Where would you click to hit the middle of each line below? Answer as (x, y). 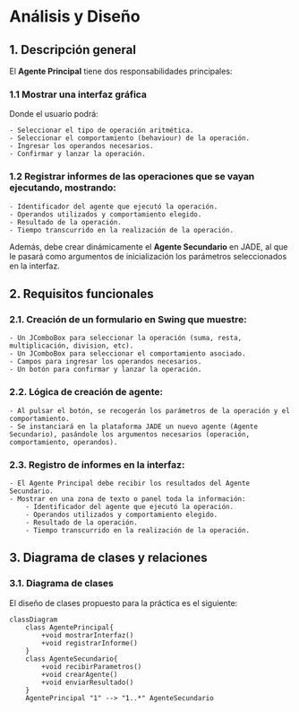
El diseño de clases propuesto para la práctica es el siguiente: (124, 602)
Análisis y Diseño (75, 17)
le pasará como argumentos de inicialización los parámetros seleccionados (148, 256)
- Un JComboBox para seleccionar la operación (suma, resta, (126, 338)
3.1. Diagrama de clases (61, 584)
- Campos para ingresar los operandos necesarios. (106, 362)
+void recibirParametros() (92, 666)
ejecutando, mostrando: (63, 188)
